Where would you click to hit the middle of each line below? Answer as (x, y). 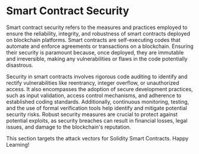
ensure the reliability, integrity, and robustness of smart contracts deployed (98, 33)
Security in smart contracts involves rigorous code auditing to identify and (97, 76)
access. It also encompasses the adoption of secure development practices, (99, 89)
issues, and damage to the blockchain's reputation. (69, 127)
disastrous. (20, 65)
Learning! (18, 145)
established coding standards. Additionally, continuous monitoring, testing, (98, 101)
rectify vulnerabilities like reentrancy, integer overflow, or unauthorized (93, 83)
